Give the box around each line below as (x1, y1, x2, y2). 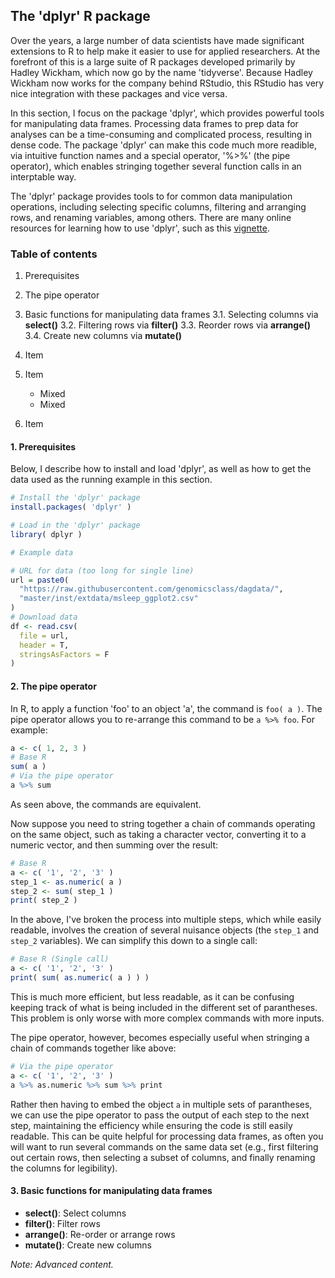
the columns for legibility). (10, 1162, 118, 1174)
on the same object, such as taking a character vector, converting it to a (10, 828, 307, 840)
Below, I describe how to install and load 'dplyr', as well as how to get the (10, 463, 312, 475)
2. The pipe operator (10, 680, 97, 692)
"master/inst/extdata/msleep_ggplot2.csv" (19, 594, 199, 604)
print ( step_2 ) (10, 895, 78, 906)
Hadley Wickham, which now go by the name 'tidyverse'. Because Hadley (10, 66, 313, 78)
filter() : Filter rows (24, 1217, 101, 1229)
